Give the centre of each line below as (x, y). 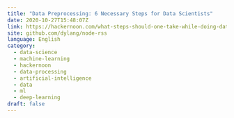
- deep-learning (37, 98)
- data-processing (40, 71)
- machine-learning (42, 59)
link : (15, 26)
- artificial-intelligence (53, 78)
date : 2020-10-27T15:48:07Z (48, 20)
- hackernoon (32, 65)
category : (22, 46)
